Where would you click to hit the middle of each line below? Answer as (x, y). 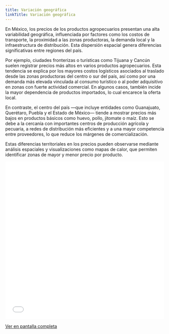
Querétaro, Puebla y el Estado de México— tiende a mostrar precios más (81, 113)
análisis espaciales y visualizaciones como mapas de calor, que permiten (81, 149)
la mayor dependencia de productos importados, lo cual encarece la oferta (83, 92)
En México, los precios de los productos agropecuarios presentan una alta (82, 29)
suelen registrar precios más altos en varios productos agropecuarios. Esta (83, 65)
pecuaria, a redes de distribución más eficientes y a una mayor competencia (85, 128)
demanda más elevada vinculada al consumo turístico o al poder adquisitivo (84, 82)
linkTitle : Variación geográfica (40, 15)
